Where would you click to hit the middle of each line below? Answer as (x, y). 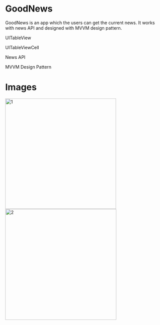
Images (21, 87)
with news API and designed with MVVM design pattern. (64, 28)
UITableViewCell (22, 47)
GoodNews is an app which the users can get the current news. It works (80, 23)
